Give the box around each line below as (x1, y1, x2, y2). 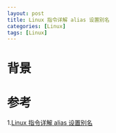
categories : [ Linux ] (7, 23, 67, 29)
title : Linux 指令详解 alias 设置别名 (7, 16, 110, 23)
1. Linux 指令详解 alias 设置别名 (7, 119, 93, 127)
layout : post (7, 10, 45, 17)
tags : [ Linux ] (7, 29, 48, 36)
